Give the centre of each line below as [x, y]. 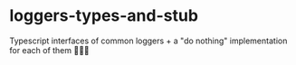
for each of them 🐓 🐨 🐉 [50, 50]
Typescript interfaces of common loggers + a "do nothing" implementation [148, 41]
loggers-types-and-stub [104, 16]
